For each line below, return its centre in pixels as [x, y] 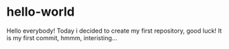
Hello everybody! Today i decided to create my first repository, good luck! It [114, 31]
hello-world [41, 12]
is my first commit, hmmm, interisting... [62, 37]
